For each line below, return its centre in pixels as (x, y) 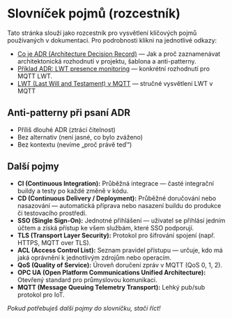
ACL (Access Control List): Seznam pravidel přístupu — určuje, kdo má (120, 250)
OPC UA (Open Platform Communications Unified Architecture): (111, 272)
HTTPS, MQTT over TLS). (54, 242)
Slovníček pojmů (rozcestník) (94, 14)
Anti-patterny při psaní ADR (69, 113)
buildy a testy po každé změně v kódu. (73, 191)
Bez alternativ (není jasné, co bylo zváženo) (80, 137)
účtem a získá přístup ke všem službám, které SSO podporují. (106, 228)
